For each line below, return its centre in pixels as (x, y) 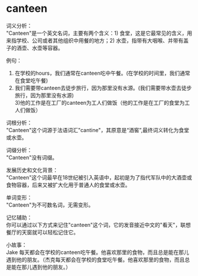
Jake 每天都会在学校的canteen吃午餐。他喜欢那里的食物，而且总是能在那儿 (98, 252)
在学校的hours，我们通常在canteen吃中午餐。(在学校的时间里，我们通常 (102, 73)
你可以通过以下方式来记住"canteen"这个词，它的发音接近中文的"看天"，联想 (98, 224)
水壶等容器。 (47, 48)
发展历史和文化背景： (32, 170)
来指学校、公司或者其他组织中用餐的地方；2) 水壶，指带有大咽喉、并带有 (95, 40)
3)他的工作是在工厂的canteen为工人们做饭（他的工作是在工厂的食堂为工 (102, 102)
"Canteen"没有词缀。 (32, 157)
